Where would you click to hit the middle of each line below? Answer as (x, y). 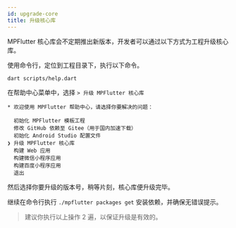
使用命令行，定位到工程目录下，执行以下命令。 (75, 65)
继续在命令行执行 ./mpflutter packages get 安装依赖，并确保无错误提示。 (115, 202)
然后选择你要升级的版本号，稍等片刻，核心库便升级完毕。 (91, 187)
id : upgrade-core (33, 14)
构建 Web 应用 (32, 151)
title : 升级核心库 (32, 20)
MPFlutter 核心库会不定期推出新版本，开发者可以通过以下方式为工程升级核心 (118, 41)
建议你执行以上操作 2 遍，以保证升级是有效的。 (93, 217)
